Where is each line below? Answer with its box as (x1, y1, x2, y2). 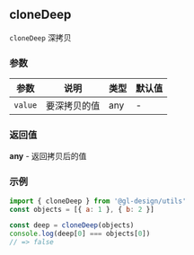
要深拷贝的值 (45, 100, 101, 112)
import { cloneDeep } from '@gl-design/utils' (9, 197, 187, 206)
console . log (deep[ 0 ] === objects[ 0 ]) (9, 229, 151, 239)
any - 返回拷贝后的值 (9, 151, 87, 162)
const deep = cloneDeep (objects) (9, 221, 135, 230)
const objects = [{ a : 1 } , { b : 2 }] (9, 205, 154, 214)
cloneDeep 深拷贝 (9, 31, 72, 43)
